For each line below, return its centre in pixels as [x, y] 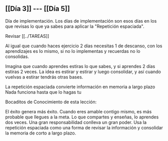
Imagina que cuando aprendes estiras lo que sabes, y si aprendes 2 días [80, 66]
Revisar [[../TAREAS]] [27, 36]
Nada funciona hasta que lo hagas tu [43, 92]
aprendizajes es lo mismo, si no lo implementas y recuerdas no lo [73, 51]
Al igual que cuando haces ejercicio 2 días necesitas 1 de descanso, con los [84, 46]
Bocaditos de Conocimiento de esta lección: [51, 102]
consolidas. [17, 56]
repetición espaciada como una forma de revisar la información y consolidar [84, 127]
